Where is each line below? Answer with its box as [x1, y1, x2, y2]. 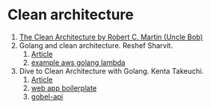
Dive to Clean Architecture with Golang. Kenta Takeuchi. [18, 66, 205, 75]
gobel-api [30, 91, 63, 101]
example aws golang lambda [30, 58, 125, 67]
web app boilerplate [30, 83, 98, 93]
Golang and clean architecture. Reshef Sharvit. [18, 40, 173, 50]
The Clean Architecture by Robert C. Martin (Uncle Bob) [18, 32, 203, 42]
